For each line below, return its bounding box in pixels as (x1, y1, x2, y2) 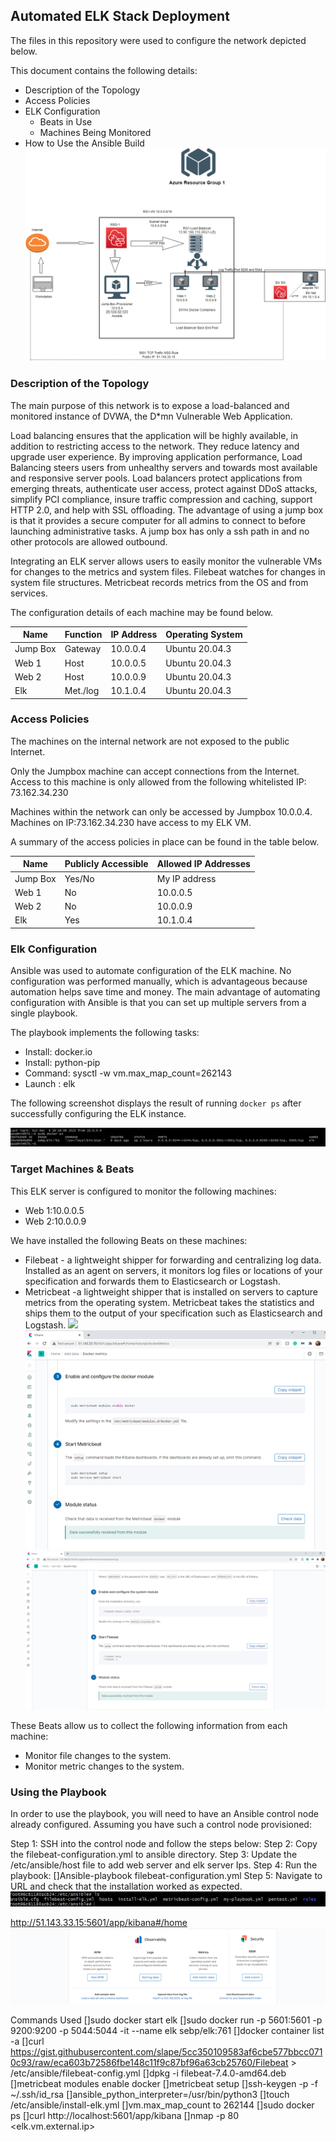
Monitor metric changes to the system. (24, 1760, 185, 1773)
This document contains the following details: (10, 64, 198, 76)
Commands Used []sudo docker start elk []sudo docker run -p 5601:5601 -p (10, 2014, 323, 2026)
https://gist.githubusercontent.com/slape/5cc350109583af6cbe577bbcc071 (10, 2045, 323, 2058)
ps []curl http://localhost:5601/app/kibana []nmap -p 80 (10, 2109, 240, 2121)
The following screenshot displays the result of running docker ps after (10, 1097, 302, 1109)
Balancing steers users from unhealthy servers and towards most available (10, 461, 318, 473)
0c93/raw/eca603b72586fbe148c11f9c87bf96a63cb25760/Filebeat (10, 2056, 289, 2068)
